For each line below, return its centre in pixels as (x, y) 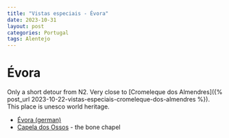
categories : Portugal (38, 33)
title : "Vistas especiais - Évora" (58, 13)
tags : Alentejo (29, 39)
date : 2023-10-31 (32, 20)
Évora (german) (39, 120)
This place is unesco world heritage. (58, 106)
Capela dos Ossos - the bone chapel (69, 127)
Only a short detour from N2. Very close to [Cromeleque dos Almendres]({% (115, 92)
